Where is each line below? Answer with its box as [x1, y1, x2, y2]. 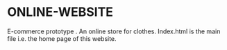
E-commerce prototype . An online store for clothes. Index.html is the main [7, 27, 221, 35]
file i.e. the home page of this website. [7, 34, 117, 42]
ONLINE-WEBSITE [7, 4, 113, 20]
